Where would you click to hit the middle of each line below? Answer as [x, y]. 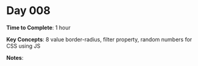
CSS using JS [23, 46]
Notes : [15, 57]
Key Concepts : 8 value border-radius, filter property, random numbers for [99, 39]
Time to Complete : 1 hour [39, 28]
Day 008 [28, 11]
